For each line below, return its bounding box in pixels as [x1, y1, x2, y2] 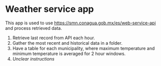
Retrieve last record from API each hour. [12, 35, 95, 41]
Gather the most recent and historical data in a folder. [12, 40, 122, 46]
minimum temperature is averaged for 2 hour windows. [12, 51, 126, 57]
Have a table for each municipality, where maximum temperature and [12, 45, 155, 51]
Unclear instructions [12, 56, 55, 62]
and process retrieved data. [5, 25, 62, 31]
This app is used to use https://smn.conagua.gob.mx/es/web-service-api [5, 20, 156, 26]
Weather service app [5, 3, 94, 15]
